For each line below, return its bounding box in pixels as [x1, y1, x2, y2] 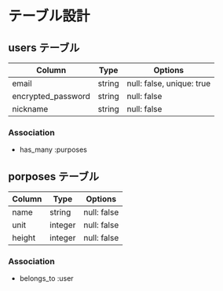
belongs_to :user [19, 274, 74, 283]
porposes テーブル [8, 170, 100, 183]
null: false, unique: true [126, 78, 210, 89]
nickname [12, 104, 49, 114]
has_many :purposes [19, 145, 88, 154]
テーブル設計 [8, 7, 90, 25]
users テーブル [8, 41, 80, 54]
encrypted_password [12, 91, 90, 101]
